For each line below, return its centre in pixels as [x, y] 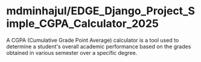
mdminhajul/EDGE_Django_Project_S [101, 11]
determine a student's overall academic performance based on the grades [99, 46]
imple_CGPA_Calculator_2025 [82, 24]
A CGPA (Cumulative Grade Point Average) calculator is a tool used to [93, 40]
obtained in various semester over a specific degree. [72, 52]
